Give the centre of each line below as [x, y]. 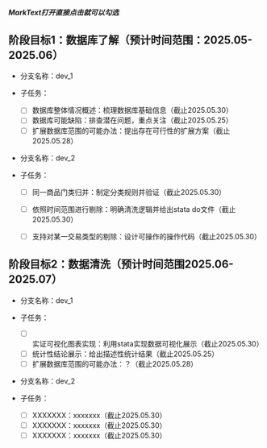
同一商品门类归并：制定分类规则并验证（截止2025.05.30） [129, 192]
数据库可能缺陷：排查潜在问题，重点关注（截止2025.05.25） [132, 120]
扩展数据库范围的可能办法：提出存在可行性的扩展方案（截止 [131, 131]
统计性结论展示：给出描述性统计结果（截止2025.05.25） [125, 354]
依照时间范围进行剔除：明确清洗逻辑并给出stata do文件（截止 [134, 209]
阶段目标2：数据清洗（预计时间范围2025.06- [121, 265]
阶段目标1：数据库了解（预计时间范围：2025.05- [130, 40]
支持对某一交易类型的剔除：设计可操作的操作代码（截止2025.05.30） [146, 236]
